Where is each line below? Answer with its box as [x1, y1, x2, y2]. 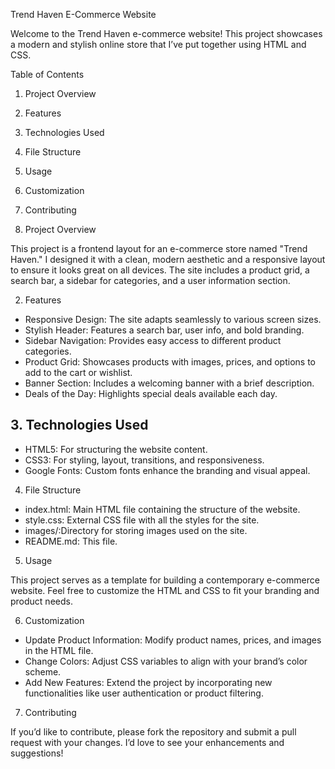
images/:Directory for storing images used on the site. [24, 524, 248, 536]
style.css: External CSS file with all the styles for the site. [24, 514, 260, 526]
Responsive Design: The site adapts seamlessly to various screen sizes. [24, 314, 322, 325]
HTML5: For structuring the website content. [24, 443, 208, 455]
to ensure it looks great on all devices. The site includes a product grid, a [10, 264, 310, 276]
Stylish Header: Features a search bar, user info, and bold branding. [24, 324, 305, 336]
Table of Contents [10, 69, 85, 80]
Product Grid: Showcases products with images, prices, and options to [24, 356, 316, 368]
